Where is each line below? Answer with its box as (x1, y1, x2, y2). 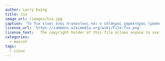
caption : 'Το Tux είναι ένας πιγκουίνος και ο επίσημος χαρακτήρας (5, 21, 146, 26)
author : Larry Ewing (5, 7, 48, 12)
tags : (5, 44, 16, 49)
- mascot (9, 39, 27, 44)
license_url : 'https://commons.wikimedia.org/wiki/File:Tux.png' (5, 26, 141, 30)
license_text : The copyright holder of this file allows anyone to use (5, 30, 160, 35)
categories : (5, 35, 29, 40)
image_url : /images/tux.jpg (5, 16, 63, 21)
